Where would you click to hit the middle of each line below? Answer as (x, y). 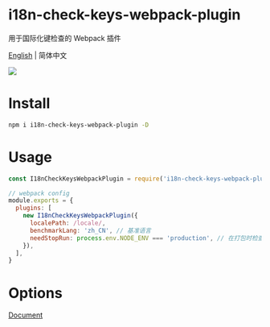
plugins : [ (34, 208)
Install (29, 103)
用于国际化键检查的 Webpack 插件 (65, 38)
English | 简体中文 (38, 55)
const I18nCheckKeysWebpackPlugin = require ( (86, 179)
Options (35, 293)
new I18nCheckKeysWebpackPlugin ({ (80, 216)
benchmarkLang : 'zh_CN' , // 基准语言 (90, 230)
